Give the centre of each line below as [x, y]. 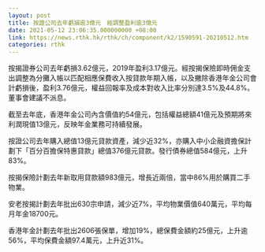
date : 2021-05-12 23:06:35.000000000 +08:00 [82, 30]
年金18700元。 [39, 214]
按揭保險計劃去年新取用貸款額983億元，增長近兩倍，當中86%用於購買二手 [129, 177]
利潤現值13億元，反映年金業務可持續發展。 [78, 124]
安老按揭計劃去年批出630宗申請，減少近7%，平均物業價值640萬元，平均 [127, 204]
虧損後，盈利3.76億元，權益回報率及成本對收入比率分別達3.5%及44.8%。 [134, 88]
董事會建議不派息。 [39, 98]
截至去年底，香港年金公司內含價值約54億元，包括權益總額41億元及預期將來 [130, 114]
